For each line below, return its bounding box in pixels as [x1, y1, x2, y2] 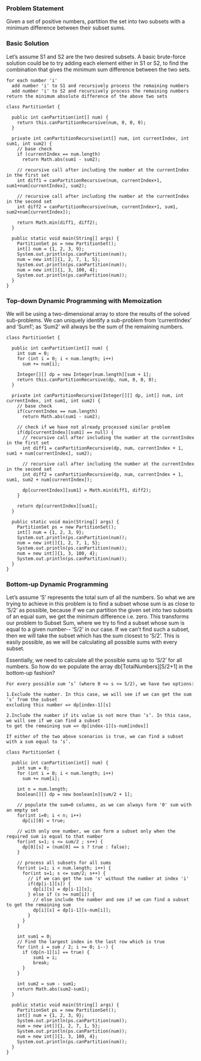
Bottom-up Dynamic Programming [6, 580, 109, 588]
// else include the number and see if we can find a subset [32, 897, 189, 903]
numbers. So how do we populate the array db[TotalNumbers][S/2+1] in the [6, 663, 193, 670]
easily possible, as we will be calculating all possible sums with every [6, 639, 178, 646]
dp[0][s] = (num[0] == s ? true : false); [22, 844, 130, 850]
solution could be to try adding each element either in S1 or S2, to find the [6, 59, 188, 67]
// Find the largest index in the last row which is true [17, 939, 165, 945]
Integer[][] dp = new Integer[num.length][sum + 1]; [17, 371, 152, 377]
